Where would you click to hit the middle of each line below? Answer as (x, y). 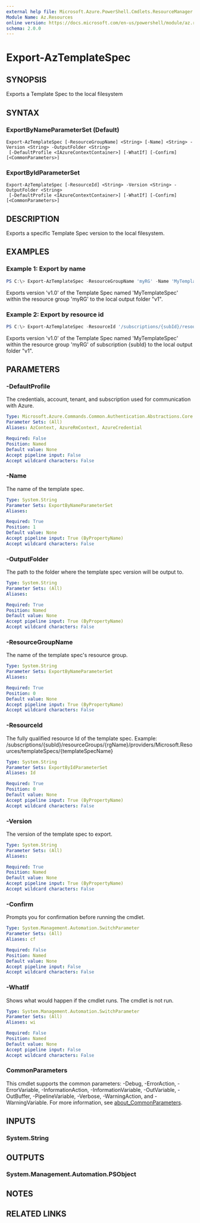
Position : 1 (21, 527)
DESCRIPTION (33, 219)
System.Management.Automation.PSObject (71, 1174)
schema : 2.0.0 (24, 28)
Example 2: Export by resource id (55, 315)
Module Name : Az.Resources (40, 17)
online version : (26, 23)
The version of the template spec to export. (59, 834)
